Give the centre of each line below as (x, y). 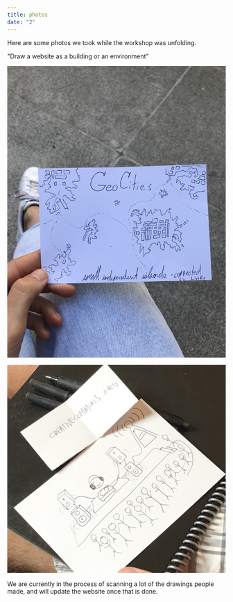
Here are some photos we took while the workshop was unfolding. (102, 42)
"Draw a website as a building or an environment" (78, 56)
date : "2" (21, 22)
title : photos (28, 15)
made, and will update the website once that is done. (83, 591)
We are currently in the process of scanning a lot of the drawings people (111, 584)
